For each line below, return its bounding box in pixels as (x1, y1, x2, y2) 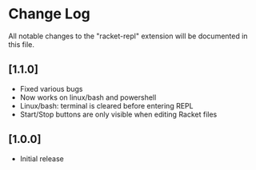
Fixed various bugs (19, 84, 83, 93)
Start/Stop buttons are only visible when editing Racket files (19, 109, 218, 119)
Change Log (8, 5, 90, 23)
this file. (8, 39, 34, 49)
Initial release (19, 153, 64, 164)
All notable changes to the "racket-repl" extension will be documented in (8, 31, 248, 41)
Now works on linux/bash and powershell (19, 93, 157, 102)
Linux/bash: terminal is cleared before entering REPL (19, 101, 194, 110)
